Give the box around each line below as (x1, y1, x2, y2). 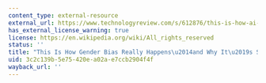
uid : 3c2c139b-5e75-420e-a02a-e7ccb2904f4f (8, 56, 154, 64)
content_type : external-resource (8, 11, 119, 20)
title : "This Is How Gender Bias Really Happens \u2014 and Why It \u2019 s (8, 48, 253, 56)
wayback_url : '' (8, 63, 62, 71)
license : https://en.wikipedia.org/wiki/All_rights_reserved (8, 33, 215, 42)
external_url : (8, 19, 55, 27)
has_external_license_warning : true (8, 26, 129, 34)
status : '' (8, 41, 44, 49)
